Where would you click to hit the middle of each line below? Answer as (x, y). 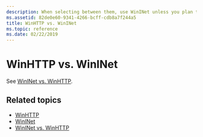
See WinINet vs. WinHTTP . (40, 81)
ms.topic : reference (32, 29)
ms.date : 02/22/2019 (32, 35)
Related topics (34, 100)
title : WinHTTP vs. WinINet (42, 23)
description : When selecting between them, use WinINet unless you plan (100, 12)
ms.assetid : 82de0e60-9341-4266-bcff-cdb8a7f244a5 (71, 18)
